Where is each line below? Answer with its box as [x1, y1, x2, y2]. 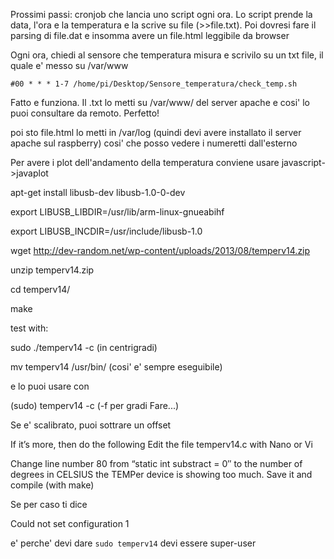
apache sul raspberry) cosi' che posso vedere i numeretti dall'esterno [10, 137, 298, 149]
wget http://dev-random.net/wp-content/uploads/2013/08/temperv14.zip [10, 245, 311, 256]
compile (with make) [10, 479, 95, 491]
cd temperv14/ [10, 284, 71, 295]
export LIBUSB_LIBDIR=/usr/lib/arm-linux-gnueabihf [10, 206, 225, 218]
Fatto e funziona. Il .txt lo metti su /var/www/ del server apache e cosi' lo [10, 97, 310, 108]
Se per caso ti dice [10, 499, 88, 510]
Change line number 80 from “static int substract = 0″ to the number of [10, 458, 303, 469]
